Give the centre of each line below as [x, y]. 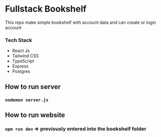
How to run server [33, 87]
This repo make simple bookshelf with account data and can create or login [81, 22]
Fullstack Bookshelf [46, 9]
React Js [21, 51]
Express [20, 66]
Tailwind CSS [25, 56]
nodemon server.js [27, 100]
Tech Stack [19, 40]
